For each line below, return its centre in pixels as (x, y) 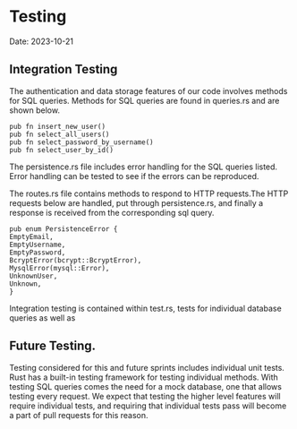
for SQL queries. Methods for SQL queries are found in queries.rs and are (144, 100)
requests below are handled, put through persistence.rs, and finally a (136, 202)
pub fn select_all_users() (59, 134)
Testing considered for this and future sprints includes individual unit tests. (147, 367)
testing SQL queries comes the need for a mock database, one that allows (145, 386)
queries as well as (42, 317)
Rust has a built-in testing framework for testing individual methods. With (144, 377)
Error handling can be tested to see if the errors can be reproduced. (134, 176)
